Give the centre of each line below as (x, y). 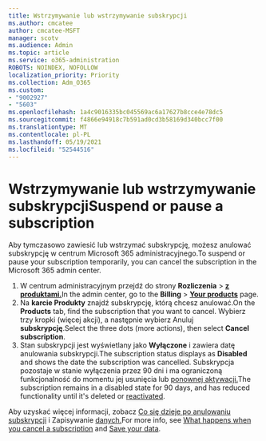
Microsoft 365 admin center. (55, 270)
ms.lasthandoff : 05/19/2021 (55, 142)
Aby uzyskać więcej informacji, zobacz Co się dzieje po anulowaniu (120, 411)
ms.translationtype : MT (48, 127)
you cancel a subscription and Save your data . (85, 429)
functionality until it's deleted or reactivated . (92, 396)
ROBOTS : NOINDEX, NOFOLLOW (53, 68)
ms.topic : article (39, 53)
